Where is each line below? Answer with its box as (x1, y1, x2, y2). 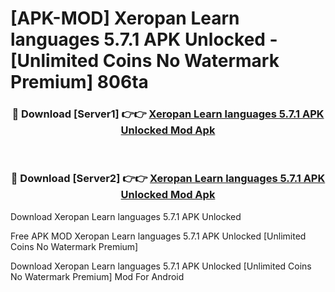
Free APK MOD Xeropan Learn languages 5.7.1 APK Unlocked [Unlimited (10, 230, 307, 242)
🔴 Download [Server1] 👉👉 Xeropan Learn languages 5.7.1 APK (11, 107, 325, 121)
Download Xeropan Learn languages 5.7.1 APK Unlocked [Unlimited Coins (10, 260, 312, 272)
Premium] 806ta (10, 71, 149, 94)
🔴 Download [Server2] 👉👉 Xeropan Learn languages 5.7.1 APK (10, 172, 326, 186)
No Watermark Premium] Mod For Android (10, 270, 185, 282)
